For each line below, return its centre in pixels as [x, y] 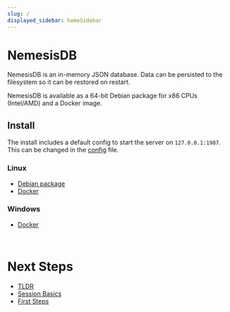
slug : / [19, 14]
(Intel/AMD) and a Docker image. [55, 104]
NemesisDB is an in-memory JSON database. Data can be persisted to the [115, 75]
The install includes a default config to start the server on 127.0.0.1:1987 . [114, 142]
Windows [24, 209]
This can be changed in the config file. [63, 150]
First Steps [33, 301]
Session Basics [39, 294]
